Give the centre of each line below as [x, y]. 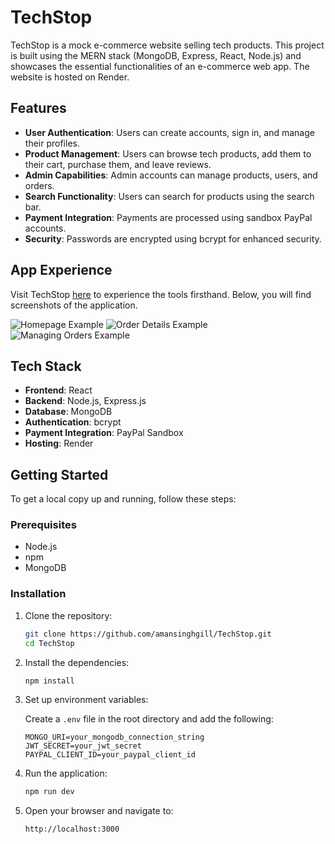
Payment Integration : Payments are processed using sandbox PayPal [168, 217]
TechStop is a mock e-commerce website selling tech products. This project [167, 45]
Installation [38, 594]
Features [38, 108]
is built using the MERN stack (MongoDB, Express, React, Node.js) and [156, 55]
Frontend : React [58, 390]
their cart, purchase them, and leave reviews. [118, 164]
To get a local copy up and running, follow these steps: [123, 499]
